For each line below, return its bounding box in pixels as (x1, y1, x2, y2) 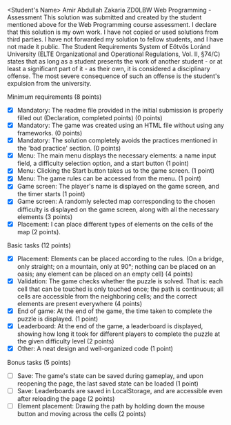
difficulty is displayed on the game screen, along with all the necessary (17, 205, 219, 214)
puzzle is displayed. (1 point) (17, 314, 99, 323)
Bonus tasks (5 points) (7, 358, 71, 366)
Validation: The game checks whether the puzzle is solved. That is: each (17, 276, 223, 285)
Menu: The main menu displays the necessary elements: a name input (17, 151, 217, 160)
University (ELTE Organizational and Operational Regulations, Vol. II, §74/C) (7, 50, 221, 58)
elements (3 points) (17, 212, 73, 220)
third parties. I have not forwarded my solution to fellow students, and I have (7, 35, 224, 44)
